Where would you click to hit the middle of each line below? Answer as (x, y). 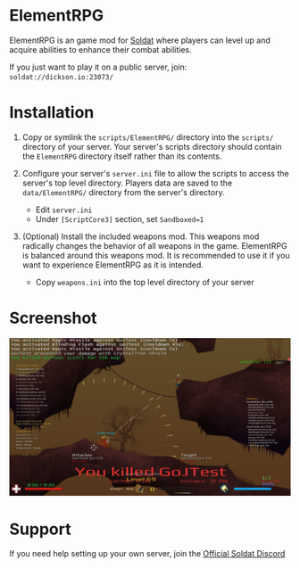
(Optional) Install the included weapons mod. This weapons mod (141, 236)
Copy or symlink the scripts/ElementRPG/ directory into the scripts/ (148, 137)
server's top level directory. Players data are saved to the (127, 183)
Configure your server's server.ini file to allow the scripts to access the (155, 173)
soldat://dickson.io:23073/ (62, 77)
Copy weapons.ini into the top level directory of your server (145, 282)
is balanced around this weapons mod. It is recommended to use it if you (156, 255)
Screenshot (53, 318)
